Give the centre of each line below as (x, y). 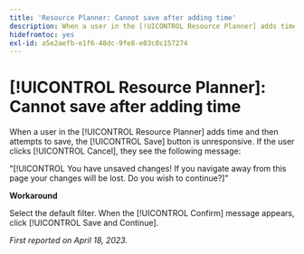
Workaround (33, 196)
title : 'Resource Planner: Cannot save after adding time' (123, 18)
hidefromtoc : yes (42, 34)
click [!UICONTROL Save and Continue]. (84, 223)
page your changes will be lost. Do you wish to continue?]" (119, 178)
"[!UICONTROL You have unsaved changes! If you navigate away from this (148, 169)
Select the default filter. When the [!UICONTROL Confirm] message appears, (152, 213)
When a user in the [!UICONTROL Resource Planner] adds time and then (144, 132)
